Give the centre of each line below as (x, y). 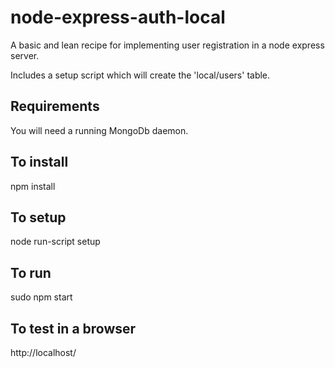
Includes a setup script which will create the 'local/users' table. (140, 75)
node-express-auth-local (118, 17)
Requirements (55, 106)
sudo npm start (41, 297)
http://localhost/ (43, 352)
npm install (33, 186)
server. (25, 55)
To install (39, 162)
